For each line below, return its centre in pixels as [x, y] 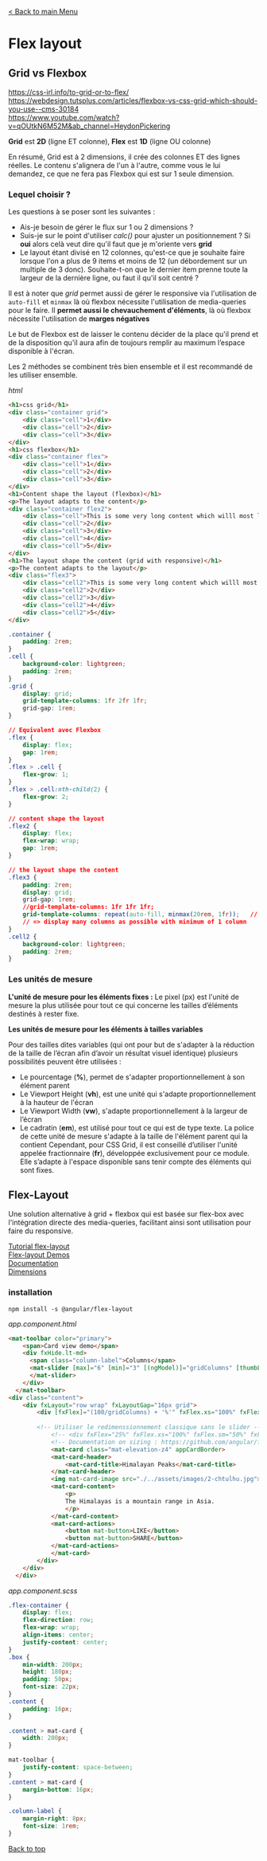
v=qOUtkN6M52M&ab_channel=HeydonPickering [89, 126]
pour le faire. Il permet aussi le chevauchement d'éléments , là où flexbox [130, 311]
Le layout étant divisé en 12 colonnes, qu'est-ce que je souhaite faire [132, 253]
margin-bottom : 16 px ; [58, 1789]
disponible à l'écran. [41, 351]
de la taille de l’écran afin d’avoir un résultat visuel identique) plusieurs [123, 1053]
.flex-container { [39, 1605]
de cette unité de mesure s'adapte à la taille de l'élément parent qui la [133, 1136]
